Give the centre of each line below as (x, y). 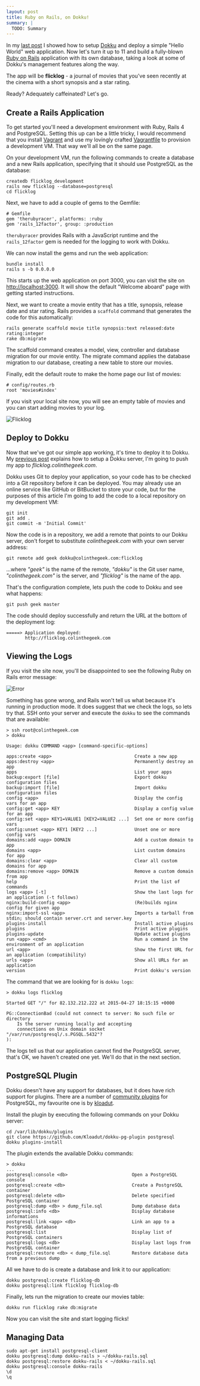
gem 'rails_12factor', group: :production (60, 225)
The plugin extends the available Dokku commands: (70, 1153)
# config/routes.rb (30, 385)
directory (19, 1019)
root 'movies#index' (32, 391)
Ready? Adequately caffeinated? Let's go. (58, 94)
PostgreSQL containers (34, 1237)
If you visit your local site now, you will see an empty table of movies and (96, 401)
